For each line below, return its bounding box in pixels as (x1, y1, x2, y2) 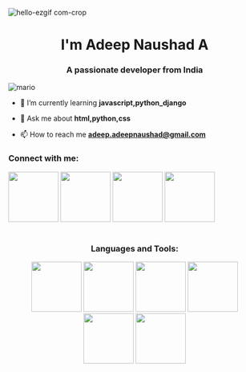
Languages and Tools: (91, 243, 179, 254)
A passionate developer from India (66, 64, 204, 76)
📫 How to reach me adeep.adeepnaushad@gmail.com (19, 129, 206, 140)
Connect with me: (8, 153, 79, 164)
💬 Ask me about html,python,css (19, 113, 131, 124)
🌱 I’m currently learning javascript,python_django (19, 98, 187, 108)
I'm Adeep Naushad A (60, 36, 209, 54)
